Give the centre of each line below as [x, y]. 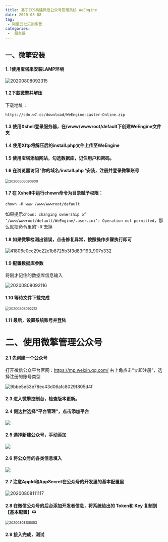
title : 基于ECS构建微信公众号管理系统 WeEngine [51, 10]
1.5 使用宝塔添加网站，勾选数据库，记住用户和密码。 [60, 158]
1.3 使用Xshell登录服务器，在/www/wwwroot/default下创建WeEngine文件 [83, 127]
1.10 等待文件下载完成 [27, 297]
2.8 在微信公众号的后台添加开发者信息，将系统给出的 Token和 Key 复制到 [81, 506]
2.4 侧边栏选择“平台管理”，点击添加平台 [47, 411]
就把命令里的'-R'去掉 [31, 226]
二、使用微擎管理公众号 [54, 343]
